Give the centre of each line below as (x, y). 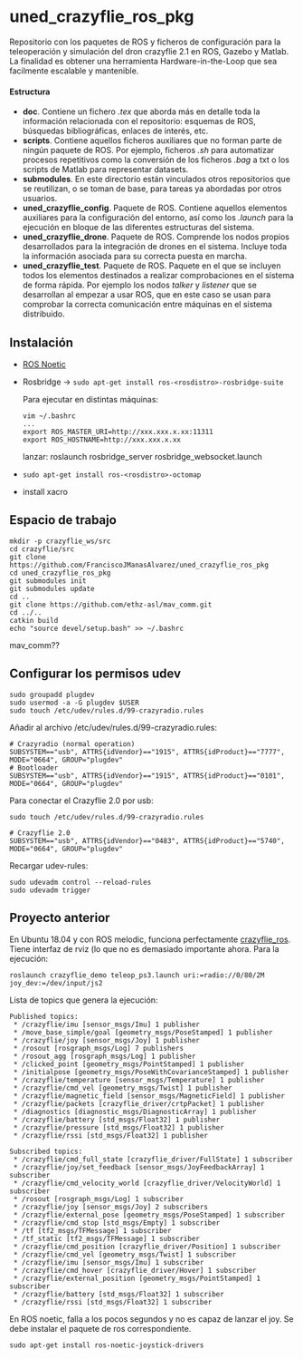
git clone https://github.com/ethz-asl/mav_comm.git (111, 605)
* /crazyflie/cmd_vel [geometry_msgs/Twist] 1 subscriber (125, 1255)
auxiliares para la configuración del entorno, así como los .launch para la (158, 218)
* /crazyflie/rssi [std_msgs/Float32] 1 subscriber (113, 1303)
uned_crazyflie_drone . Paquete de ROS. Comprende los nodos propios (156, 237)
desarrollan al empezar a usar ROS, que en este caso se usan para (147, 295)
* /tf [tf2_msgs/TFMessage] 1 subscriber (92, 1231)
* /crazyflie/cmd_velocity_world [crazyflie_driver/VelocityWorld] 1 (147, 1184)
